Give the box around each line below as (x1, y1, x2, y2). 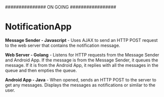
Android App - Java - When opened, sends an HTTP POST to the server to (5, 77, 157, 82)
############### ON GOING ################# (5, 4, 117, 10)
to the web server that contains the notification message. (5, 42, 120, 48)
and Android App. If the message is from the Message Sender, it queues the (5, 57, 158, 63)
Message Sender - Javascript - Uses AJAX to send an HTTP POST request (5, 37, 158, 43)
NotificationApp (5, 21, 72, 32)
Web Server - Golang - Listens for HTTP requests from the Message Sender (5, 52, 160, 58)
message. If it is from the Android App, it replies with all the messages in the (5, 62, 159, 68)
